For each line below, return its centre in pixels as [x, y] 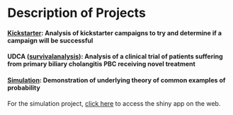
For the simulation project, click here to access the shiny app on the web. [114, 103]
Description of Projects [77, 13]
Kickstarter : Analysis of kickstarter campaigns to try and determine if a [114, 32]
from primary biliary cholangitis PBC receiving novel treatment [102, 64]
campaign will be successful [50, 40]
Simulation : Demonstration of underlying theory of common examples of [116, 80]
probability [24, 87]
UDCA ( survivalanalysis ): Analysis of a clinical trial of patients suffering [115, 56]
